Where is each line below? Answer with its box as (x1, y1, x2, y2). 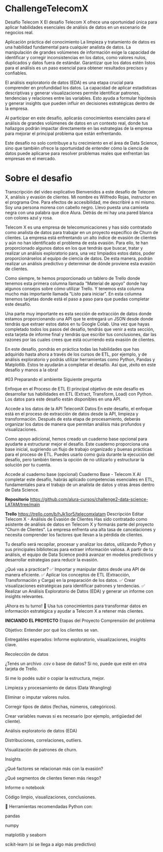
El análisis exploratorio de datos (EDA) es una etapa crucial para (5, 79, 134, 85)
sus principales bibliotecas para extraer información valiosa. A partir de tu (5, 546, 153, 552)
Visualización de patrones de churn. (5, 746, 77, 752)
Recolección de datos (5, 651, 49, 657)
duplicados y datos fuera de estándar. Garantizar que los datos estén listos (5, 60, 156, 65)
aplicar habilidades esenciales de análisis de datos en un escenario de (5, 24, 146, 30)
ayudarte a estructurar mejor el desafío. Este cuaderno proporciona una (5, 441, 149, 447)
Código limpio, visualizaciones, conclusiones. (5, 794, 96, 800)
